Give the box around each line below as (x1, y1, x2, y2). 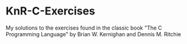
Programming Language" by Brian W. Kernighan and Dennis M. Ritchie (5, 30, 182, 37)
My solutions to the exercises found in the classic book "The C (5, 24, 162, 31)
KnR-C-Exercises (5, 4, 95, 18)
